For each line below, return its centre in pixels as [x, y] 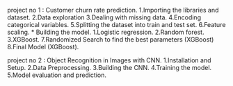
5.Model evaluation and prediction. [57, 75]
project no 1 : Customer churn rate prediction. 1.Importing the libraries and [113, 10]
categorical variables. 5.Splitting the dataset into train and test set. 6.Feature [116, 25]
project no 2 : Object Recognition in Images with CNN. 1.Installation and [109, 60]
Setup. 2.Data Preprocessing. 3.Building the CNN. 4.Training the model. [110, 68]
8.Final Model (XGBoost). [43, 47]
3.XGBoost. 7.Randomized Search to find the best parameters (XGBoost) [111, 40]
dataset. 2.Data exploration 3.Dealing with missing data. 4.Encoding [104, 17]
